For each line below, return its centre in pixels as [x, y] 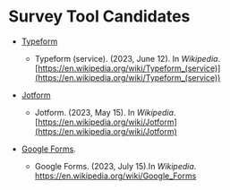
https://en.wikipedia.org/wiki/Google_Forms [115, 176]
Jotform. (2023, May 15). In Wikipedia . [105, 112]
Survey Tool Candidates [99, 17]
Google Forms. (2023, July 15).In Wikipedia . [115, 166]
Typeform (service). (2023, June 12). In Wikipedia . [128, 58]
